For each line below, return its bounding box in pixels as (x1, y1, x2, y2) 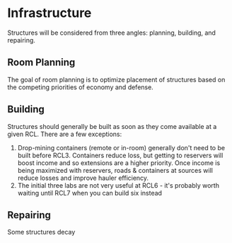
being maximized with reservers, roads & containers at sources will (17, 166, 214, 174)
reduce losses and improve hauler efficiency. (17, 174, 149, 182)
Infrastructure (7, 5, 92, 21)
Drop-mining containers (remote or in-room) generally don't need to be (17, 143, 225, 152)
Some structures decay (7, 228, 76, 237)
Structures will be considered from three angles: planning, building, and (7, 28, 216, 37)
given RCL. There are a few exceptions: (7, 130, 122, 138)
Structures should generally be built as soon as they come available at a (7, 122, 217, 130)
